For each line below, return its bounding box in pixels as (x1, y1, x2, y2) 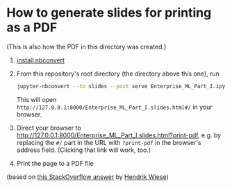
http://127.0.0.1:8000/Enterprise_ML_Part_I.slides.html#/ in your (16, 103, 213, 111)
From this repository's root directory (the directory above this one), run (16, 69, 219, 78)
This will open (16, 95, 57, 103)
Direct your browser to (16, 123, 81, 132)
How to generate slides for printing (6, 5, 212, 21)
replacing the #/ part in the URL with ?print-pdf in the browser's (16, 138, 202, 146)
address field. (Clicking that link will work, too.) (16, 146, 151, 154)
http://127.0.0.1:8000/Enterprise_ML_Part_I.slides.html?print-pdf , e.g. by (16, 130, 222, 139)
